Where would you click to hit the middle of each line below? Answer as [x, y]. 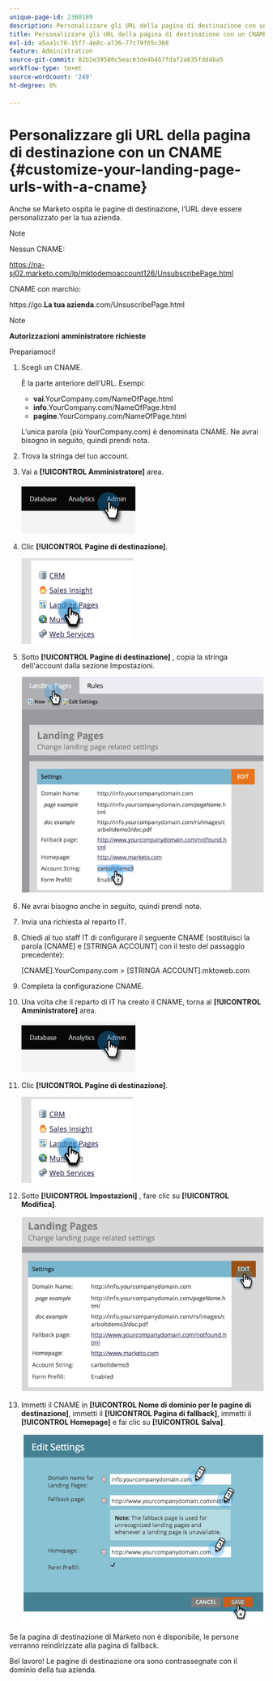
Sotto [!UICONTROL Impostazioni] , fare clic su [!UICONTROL [125, 1196]
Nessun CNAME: [37, 249]
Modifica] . [39, 1204]
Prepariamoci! [32, 352]
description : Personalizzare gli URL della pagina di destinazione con [132, 26]
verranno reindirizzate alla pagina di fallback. [84, 1645]
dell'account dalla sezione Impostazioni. [88, 666]
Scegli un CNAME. [52, 368]
